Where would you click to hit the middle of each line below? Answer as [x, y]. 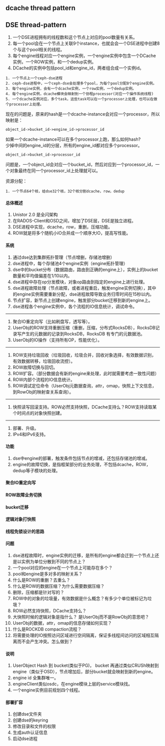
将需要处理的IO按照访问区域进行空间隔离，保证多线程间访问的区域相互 [83, 635]
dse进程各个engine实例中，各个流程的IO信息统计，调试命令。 [75, 306]
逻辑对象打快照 [21, 519]
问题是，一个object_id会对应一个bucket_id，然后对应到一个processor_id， [81, 165]
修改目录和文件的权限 [34, 726]
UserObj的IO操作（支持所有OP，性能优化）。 [57, 340]
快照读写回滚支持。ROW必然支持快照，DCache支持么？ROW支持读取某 [85, 407]
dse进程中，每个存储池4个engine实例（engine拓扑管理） [70, 263]
